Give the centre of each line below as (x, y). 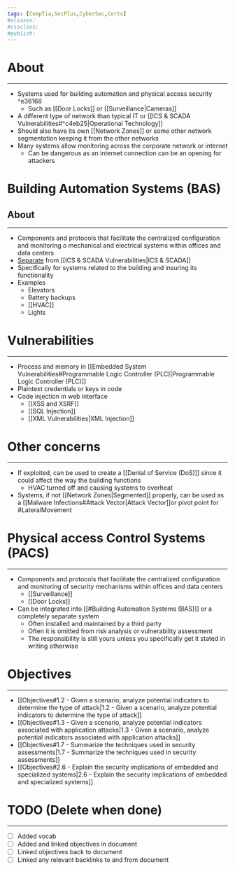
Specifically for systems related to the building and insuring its (107, 268)
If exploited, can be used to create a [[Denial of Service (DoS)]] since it (120, 473)
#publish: (22, 33)
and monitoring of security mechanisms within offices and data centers (120, 586)
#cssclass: (23, 27)
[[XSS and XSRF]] (53, 404)
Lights (37, 313)
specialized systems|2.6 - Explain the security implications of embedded (122, 774)
